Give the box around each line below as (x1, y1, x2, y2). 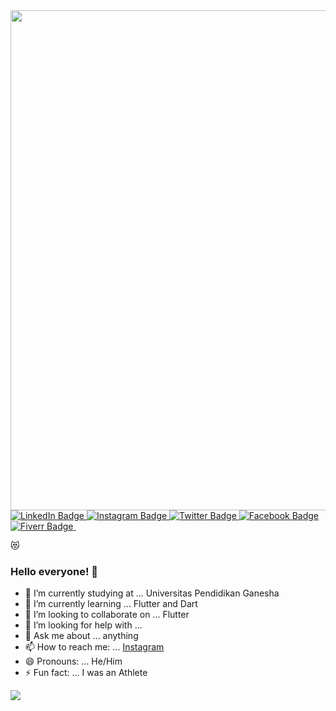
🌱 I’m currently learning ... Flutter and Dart (24, 598, 198, 610)
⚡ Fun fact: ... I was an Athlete (24, 667, 148, 679)
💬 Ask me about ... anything (24, 630, 139, 642)
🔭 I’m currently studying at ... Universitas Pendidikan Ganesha (24, 587, 280, 599)
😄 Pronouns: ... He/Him (24, 655, 123, 668)
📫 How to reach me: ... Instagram (24, 641, 165, 653)
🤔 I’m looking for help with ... (24, 619, 143, 631)
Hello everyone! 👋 (10, 564, 99, 578)
